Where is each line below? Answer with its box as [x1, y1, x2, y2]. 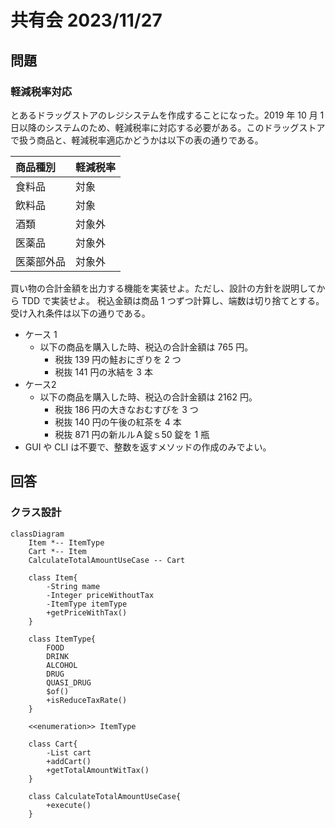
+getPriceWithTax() [46, 607, 128, 618]
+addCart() [46, 756, 92, 766]
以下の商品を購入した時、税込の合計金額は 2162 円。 [39, 391, 258, 403]
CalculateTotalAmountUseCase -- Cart [28, 555, 186, 565]
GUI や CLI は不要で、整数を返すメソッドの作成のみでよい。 [24, 441, 272, 453]
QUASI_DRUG [46, 677, 92, 688]
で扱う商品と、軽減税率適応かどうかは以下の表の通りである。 [10, 134, 264, 146]
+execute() [46, 800, 92, 810]
